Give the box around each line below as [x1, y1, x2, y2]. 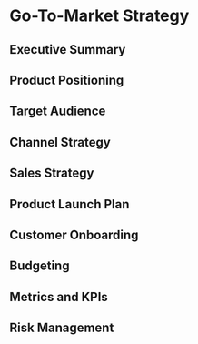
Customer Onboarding [9, 227, 139, 242]
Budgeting [9, 258, 70, 274]
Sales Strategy [9, 166, 94, 181]
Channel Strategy [9, 134, 111, 150]
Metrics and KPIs [9, 288, 109, 305]
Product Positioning [9, 72, 124, 87]
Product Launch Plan [9, 197, 130, 212]
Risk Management [9, 320, 114, 336]
